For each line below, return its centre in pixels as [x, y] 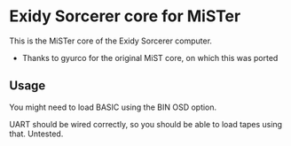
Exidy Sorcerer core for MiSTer [125, 16]
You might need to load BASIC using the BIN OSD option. [113, 107]
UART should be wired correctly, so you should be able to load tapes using [145, 124]
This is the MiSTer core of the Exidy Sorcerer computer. [111, 41]
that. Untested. [36, 134]
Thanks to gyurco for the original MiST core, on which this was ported [150, 58]
